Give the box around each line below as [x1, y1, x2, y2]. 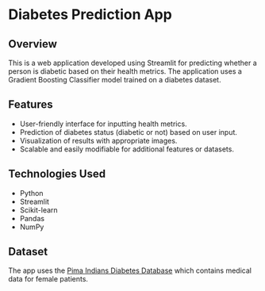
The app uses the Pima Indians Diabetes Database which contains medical [8, 266, 252, 275]
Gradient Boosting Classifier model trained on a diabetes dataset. [8, 75, 221, 84]
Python [19, 188, 44, 197]
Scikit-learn [19, 205, 58, 215]
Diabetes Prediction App [8, 6, 172, 24]
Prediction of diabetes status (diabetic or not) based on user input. [19, 127, 238, 136]
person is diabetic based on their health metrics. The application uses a [8, 67, 242, 76]
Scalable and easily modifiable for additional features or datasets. [19, 144, 234, 154]
